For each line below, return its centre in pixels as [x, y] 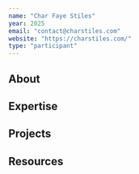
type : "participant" [43, 46]
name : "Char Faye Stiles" [52, 16]
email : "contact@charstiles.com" [65, 31]
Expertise [33, 106]
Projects [30, 134]
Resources [36, 161]
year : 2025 [27, 23]
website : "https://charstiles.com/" [70, 38]
